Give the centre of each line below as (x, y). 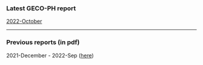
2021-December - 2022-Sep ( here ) (50, 55)
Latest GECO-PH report (41, 8)
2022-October (24, 21)
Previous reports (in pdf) (43, 42)
